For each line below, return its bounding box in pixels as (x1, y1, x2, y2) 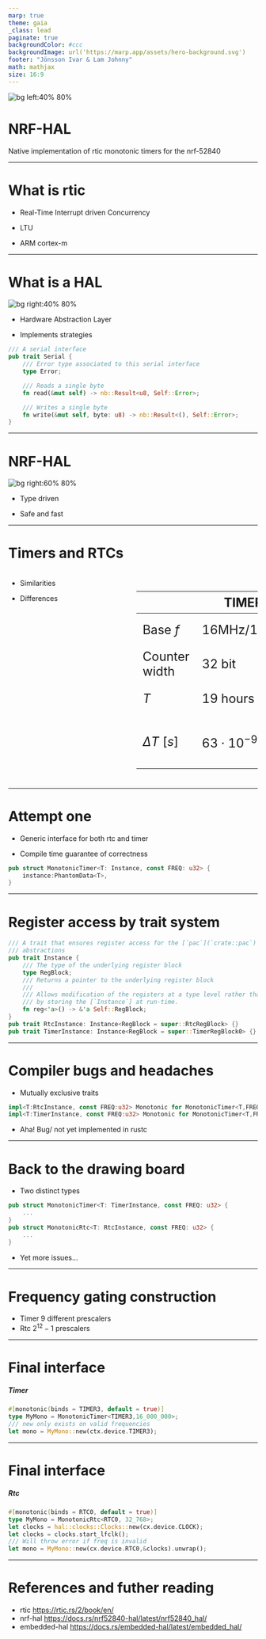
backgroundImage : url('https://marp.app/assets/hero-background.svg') (8, 48, 246, 56)
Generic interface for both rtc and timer (19, 833, 149, 843)
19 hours (201, 690, 255, 706)
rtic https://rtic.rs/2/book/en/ (19, 1605, 115, 1615)
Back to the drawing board (8, 1160, 185, 1178)
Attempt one (8, 807, 93, 825)
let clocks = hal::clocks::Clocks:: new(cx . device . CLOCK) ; (8, 1523, 203, 1531)
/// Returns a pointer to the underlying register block (22, 975, 215, 984)
